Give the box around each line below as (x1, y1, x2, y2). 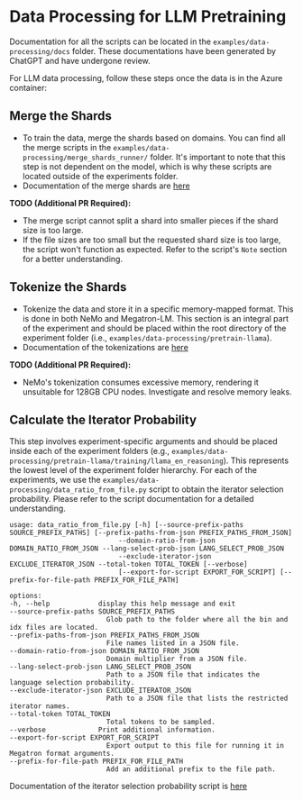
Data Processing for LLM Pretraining (9, 6, 287, 27)
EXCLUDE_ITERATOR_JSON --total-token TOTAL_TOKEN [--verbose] (9, 560, 248, 569)
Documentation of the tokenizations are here (22, 341, 189, 352)
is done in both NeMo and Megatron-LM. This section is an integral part (22, 313, 289, 323)
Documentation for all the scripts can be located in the (9, 36, 212, 47)
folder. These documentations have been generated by (71, 45, 277, 56)
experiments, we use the (9, 475, 101, 486)
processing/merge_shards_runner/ (22, 153, 149, 162)
